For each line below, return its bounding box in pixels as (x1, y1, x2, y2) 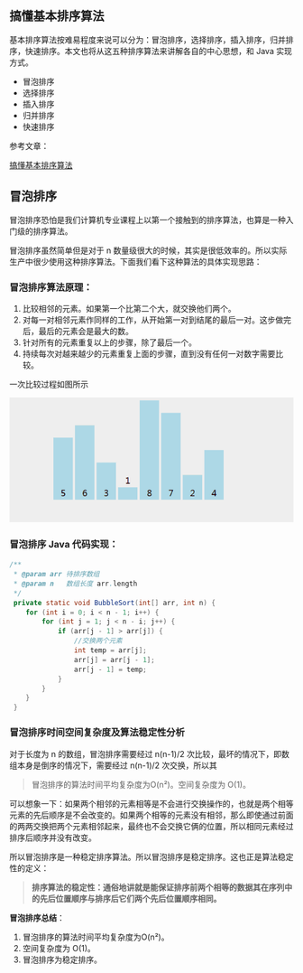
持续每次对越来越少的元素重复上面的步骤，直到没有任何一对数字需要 (22, 348, 276, 359)
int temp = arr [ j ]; (73, 646, 147, 655)
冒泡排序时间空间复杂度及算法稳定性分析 (9, 726, 185, 739)
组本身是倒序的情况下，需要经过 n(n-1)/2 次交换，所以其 (9, 760, 218, 771)
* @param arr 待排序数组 (13, 570, 100, 579)
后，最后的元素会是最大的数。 (22, 325, 133, 336)
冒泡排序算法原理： (9, 281, 93, 294)
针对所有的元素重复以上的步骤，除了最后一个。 (22, 337, 197, 348)
